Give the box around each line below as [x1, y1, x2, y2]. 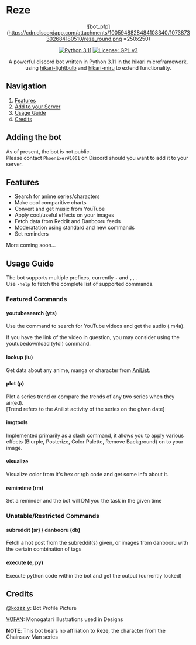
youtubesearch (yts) [6, 309, 57, 316]
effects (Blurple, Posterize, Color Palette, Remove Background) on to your [6, 438, 184, 445]
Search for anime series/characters [14, 193, 100, 200]
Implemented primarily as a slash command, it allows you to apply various [6, 432, 184, 439]
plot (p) [6, 380, 25, 387]
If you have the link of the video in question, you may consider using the [6, 334, 180, 341]
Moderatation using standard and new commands [14, 224, 135, 231]
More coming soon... [6, 241, 56, 249]
